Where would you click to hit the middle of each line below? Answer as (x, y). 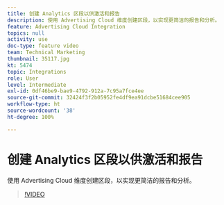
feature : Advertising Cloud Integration (67, 26)
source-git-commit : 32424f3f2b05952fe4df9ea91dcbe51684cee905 (99, 98)
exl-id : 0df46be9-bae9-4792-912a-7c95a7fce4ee (76, 91)
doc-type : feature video (43, 46)
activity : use (28, 40)
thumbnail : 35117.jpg (38, 59)
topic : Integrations (37, 72)
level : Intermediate (37, 85)
